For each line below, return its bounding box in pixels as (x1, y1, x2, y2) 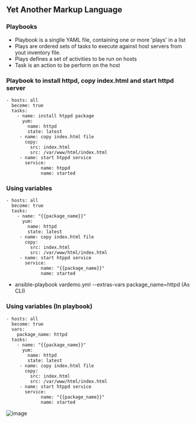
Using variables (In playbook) (6, 302, 93, 310)
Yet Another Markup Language (6, 5, 123, 15)
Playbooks (6, 23, 37, 31)
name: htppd (40, 165, 70, 171)
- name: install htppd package (17, 113, 94, 119)
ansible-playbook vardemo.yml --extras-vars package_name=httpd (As (14, 281, 190, 288)
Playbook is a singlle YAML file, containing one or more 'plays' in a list (14, 36, 186, 43)
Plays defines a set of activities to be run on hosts (14, 55, 137, 62)
